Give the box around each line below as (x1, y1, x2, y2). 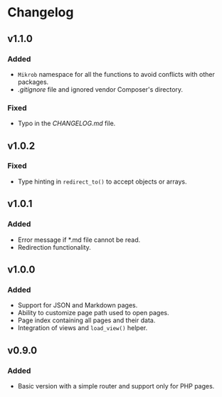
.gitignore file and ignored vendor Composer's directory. (17, 85, 184, 93)
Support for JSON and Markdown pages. (17, 301, 138, 309)
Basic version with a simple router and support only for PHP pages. (17, 381, 215, 390)
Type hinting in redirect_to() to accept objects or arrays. (17, 177, 187, 186)
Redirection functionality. (17, 243, 91, 251)
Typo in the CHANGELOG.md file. (17, 119, 116, 128)
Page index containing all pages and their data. (17, 316, 156, 324)
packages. (17, 78, 49, 86)
